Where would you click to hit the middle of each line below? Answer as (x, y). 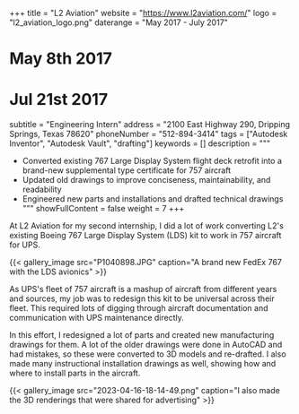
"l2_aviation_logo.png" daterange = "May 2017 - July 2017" (119, 22)
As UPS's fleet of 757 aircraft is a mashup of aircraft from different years (143, 289)
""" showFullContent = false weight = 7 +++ (103, 209)
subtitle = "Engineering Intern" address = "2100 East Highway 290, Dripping (149, 125)
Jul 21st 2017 (59, 100)
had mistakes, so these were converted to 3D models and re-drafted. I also (148, 354)
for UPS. (25, 245)
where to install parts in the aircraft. (75, 373)
